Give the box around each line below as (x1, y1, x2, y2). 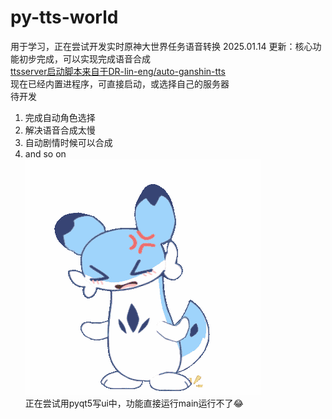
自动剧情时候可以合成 (24, 136, 113, 148)
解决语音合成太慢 (24, 124, 96, 136)
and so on (24, 147, 67, 160)
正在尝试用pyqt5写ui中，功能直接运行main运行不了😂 (24, 397, 244, 409)
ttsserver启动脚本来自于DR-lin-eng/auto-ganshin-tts (10, 65, 226, 77)
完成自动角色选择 (24, 111, 96, 123)
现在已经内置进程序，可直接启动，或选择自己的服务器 (10, 77, 230, 90)
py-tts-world (10, 6, 119, 29)
